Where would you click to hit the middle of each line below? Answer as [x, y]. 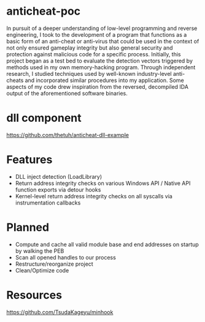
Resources [34, 295]
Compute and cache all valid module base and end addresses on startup [107, 244]
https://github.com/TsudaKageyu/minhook [60, 312]
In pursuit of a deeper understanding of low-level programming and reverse [102, 28]
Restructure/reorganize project [54, 264]
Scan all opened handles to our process [66, 257]
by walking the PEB [40, 251]
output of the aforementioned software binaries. [67, 93]
